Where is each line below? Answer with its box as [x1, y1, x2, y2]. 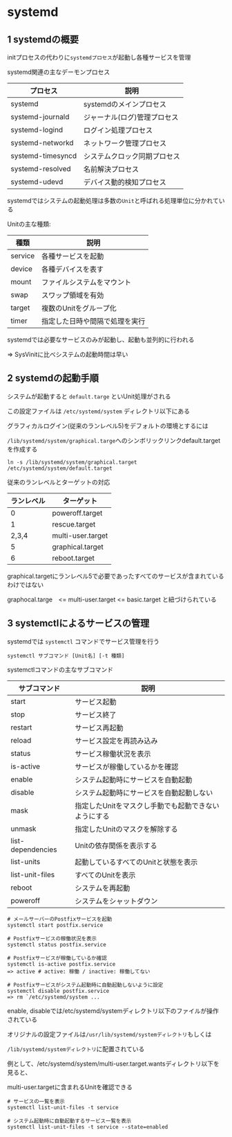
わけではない [7, 580, 43, 589]
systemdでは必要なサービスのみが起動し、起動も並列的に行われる [7, 335, 195, 344]
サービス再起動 [75, 723, 124, 732]
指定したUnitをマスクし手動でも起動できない [75, 801, 220, 811]
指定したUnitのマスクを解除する [75, 824, 178, 834]
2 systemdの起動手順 [7, 372, 99, 385]
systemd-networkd [10, 138, 74, 148]
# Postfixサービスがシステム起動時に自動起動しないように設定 [7, 981, 164, 988]
